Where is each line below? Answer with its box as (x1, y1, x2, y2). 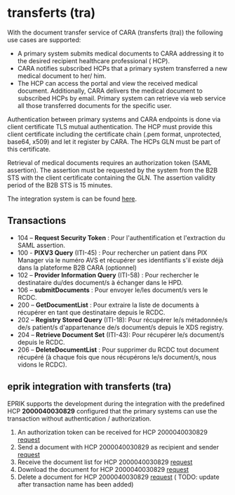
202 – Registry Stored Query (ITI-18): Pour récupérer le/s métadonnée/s (17, 315, 228, 324)
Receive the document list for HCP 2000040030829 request (17, 458, 193, 466)
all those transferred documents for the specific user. (17, 101, 172, 110)
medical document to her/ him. (17, 72, 107, 80)
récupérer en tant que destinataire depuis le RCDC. (17, 308, 166, 317)
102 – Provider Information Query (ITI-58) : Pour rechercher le (17, 270, 199, 279)
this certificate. (7, 145, 51, 153)
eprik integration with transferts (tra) (7, 381, 172, 392)
